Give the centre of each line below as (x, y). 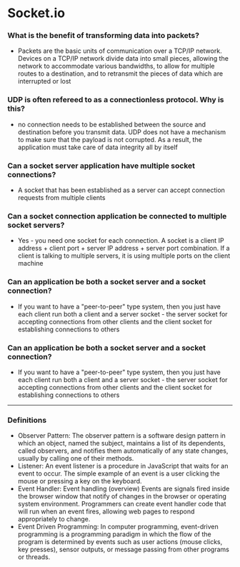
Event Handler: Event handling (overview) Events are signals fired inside (124, 489)
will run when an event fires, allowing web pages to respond (106, 511)
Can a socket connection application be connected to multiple (117, 216)
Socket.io (36, 13)
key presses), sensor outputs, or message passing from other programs (124, 550)
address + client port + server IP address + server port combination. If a (124, 249)
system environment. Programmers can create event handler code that (122, 504)
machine (31, 264)
